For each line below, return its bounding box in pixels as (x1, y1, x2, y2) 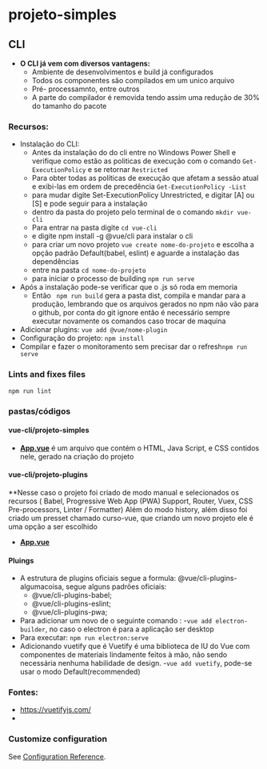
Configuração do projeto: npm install (19, 334, 145, 343)
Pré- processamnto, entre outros (31, 84, 140, 94)
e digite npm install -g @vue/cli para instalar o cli (31, 231, 193, 241)
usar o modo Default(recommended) (19, 667, 141, 677)
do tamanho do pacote (31, 102, 107, 110)
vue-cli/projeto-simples (8, 426, 90, 435)
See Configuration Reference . (8, 751, 106, 761)
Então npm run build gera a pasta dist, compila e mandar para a (31, 290, 246, 301)
